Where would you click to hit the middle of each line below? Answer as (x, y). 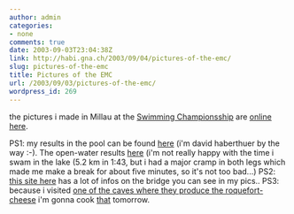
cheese (23, 199)
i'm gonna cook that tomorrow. (94, 199)
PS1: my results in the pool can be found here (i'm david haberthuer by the (145, 143)
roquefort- (244, 190)
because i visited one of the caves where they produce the (116, 190)
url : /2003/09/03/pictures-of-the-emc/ (83, 83)
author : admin (35, 17)
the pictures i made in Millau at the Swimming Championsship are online (140, 117)
